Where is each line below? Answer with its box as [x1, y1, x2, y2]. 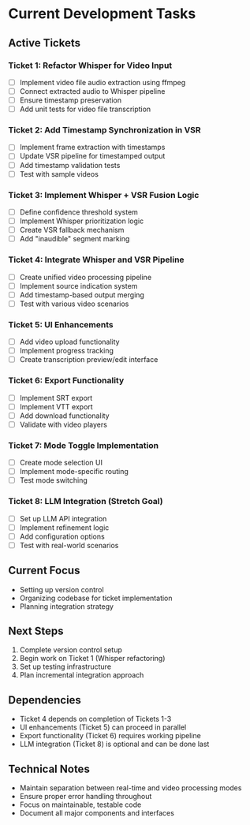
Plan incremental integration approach [19, 670, 144, 680]
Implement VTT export [19, 401, 93, 411]
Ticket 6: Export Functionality [8, 375, 125, 386]
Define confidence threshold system [19, 207, 138, 217]
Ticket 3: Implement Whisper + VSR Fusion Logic [8, 189, 200, 200]
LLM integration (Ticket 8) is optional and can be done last [19, 739, 210, 749]
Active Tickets [8, 36, 81, 50]
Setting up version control [19, 584, 104, 594]
